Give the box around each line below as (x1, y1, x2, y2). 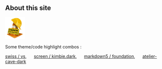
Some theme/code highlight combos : (5, 44, 81, 50)
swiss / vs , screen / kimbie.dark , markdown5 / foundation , (5, 53, 136, 59)
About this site (5, 4, 51, 12)
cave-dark (5, 59, 26, 65)
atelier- (142, 53, 157, 59)
